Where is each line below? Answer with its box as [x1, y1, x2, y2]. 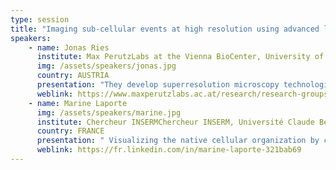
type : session [10, 14, 70, 25]
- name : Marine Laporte [28, 98, 128, 108]
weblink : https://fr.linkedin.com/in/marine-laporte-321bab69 [36, 145, 302, 155]
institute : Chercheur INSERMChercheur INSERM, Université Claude [36, 117, 315, 127]
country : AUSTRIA [36, 71, 110, 81]
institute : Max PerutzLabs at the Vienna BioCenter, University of [36, 52, 325, 62]
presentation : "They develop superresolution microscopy [36, 80, 280, 90]
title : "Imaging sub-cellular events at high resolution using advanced [10, 24, 320, 34]
